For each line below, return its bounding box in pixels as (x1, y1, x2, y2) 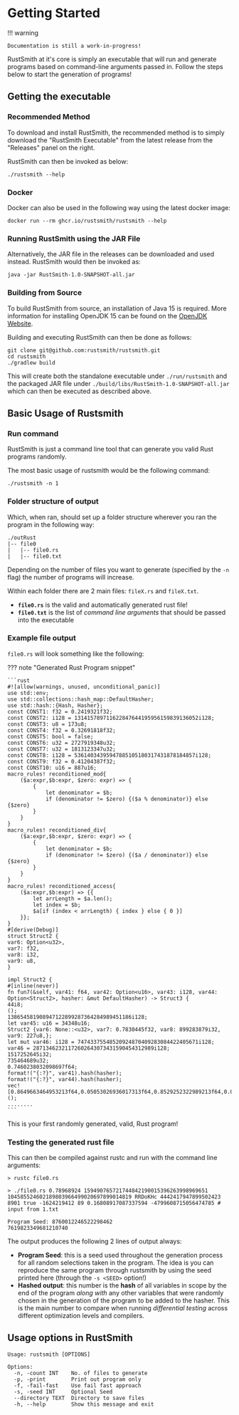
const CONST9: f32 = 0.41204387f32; (7, 758, 116, 765)
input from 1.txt (7, 1206, 59, 1213)
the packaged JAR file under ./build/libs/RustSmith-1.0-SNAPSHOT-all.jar (7, 379, 230, 387)
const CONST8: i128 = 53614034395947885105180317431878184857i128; (7, 751, 212, 759)
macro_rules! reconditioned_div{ (7, 826, 107, 834)
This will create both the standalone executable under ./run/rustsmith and (7, 372, 228, 380)
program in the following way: (7, 520, 95, 528)
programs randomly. (7, 452, 67, 461)
